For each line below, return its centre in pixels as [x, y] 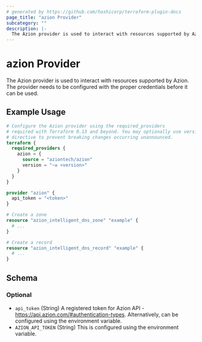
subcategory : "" [26, 23]
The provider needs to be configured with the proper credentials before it [97, 87]
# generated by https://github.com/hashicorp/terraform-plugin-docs [94, 12]
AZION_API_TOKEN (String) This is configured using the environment [97, 327]
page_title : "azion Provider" [44, 17]
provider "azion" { [31, 193]
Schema [22, 278]
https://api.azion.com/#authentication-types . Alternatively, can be [96, 314]
